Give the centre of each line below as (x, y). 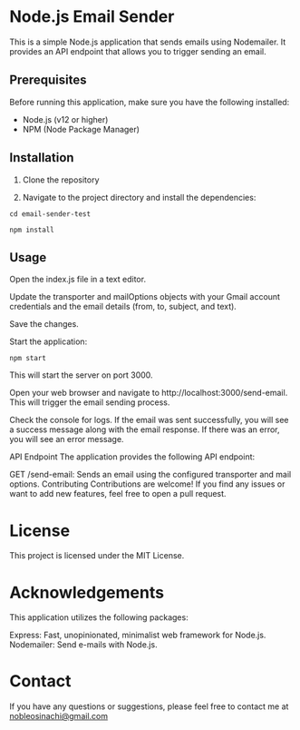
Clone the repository (61, 180)
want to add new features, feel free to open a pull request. (118, 494)
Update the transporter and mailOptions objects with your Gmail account (145, 297)
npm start (28, 359)
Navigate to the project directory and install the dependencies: (139, 197)
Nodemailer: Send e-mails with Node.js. (83, 645)
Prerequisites (48, 80)
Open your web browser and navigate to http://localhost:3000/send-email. (149, 393)
